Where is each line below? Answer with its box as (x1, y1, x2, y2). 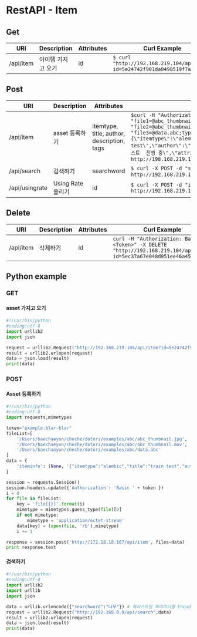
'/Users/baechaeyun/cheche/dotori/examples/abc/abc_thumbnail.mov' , (16, 441, 188, 447)
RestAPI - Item (6, 4, 78, 17)
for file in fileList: (6, 496, 62, 502)
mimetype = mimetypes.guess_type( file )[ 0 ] (16, 507, 122, 513)
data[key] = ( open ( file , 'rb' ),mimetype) (16, 523, 119, 529)
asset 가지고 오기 (6, 304, 46, 311)
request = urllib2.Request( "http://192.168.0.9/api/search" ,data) (6, 609, 172, 615)
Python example (6, 271, 67, 282)
